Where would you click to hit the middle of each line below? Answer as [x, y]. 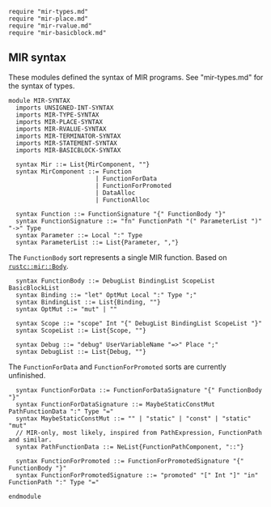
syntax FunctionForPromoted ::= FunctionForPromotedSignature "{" [130, 461]
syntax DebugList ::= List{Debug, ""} [81, 351]
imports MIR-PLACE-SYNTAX [59, 121]
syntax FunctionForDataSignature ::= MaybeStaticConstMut [116, 404]
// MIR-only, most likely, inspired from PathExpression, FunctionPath [139, 432]
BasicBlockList [34, 288]
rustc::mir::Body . [38, 266]
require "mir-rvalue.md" [50, 26]
